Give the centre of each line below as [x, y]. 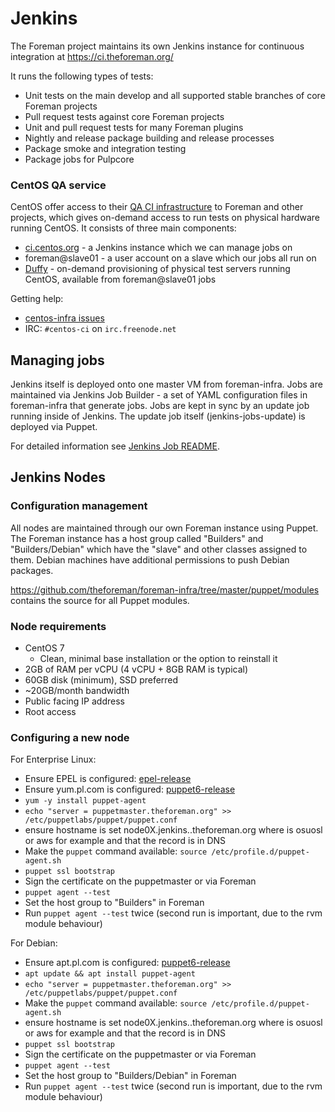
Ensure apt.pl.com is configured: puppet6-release [127, 963]
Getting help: [37, 299]
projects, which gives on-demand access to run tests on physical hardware [165, 218]
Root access [50, 712]
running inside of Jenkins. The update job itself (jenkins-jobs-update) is [158, 416]
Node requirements [58, 626]
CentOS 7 [44, 648]
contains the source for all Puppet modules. [100, 600]
